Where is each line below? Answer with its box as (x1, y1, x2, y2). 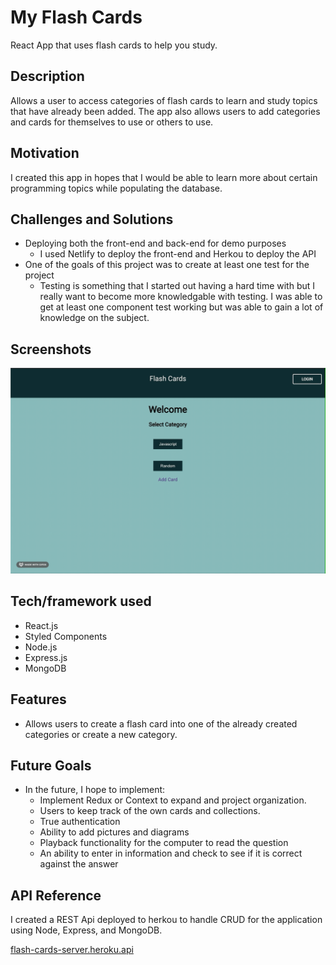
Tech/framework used (10, 593, 152, 610)
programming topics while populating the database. (10, 182, 223, 194)
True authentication (39, 816, 121, 828)
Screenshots (10, 341, 92, 358)
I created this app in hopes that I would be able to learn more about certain (10, 171, 318, 183)
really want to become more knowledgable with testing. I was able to (39, 291, 323, 303)
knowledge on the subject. (39, 312, 150, 324)
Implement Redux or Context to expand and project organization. (39, 794, 307, 806)
